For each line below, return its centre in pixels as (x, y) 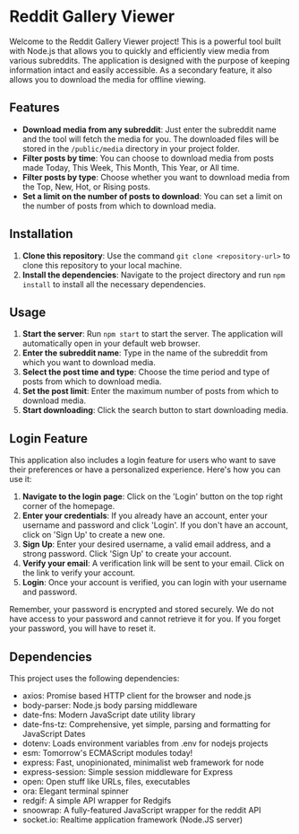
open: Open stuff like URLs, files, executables (106, 781)
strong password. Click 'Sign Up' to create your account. (127, 554)
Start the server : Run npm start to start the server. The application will (153, 334)
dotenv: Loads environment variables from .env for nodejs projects (145, 743)
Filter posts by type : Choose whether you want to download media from (156, 177)
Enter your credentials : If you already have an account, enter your (145, 516)
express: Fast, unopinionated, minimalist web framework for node (143, 762)
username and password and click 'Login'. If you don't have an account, (155, 525)
